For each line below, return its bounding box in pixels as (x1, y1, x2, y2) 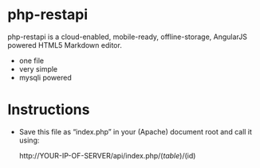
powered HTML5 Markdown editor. (7, 40, 123, 49)
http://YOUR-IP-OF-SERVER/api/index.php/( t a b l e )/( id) (18, 150, 196, 160)
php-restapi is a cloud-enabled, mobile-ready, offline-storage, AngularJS (7, 32, 248, 41)
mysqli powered (18, 72, 73, 82)
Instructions (7, 101, 90, 119)
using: (18, 135, 40, 145)
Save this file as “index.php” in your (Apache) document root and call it (18, 127, 253, 136)
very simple (18, 64, 58, 73)
